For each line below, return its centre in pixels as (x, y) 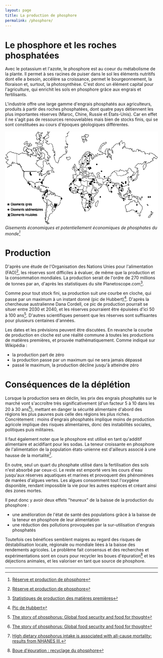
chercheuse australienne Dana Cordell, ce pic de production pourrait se (77, 304)
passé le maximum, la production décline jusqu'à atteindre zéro (75, 365)
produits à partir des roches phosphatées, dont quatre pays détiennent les (79, 109)
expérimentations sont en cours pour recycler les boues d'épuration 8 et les (80, 555)
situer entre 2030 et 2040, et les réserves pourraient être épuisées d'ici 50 (80, 309)
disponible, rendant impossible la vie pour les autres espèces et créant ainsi (81, 486)
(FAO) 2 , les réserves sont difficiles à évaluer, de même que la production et (80, 272)
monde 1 (13, 233)
